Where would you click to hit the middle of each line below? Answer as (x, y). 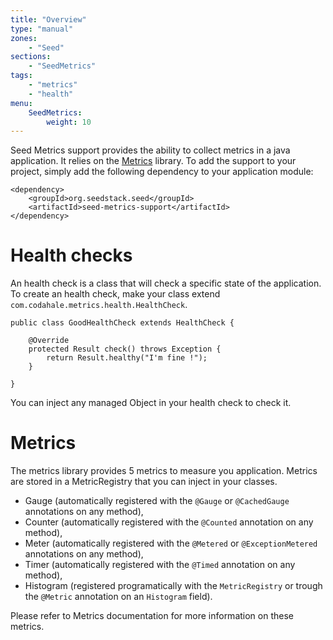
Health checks (71, 255)
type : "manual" (42, 29)
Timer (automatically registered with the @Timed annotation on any (160, 565)
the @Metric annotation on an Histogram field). (118, 597)
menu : (21, 103)
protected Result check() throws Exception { (125, 349)
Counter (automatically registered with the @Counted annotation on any (169, 522)
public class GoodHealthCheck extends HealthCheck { (122, 323)
